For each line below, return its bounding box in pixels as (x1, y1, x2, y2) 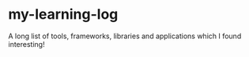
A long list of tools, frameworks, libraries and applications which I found (8, 31, 242, 41)
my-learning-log (8, 5, 119, 23)
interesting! (8, 39, 45, 48)
